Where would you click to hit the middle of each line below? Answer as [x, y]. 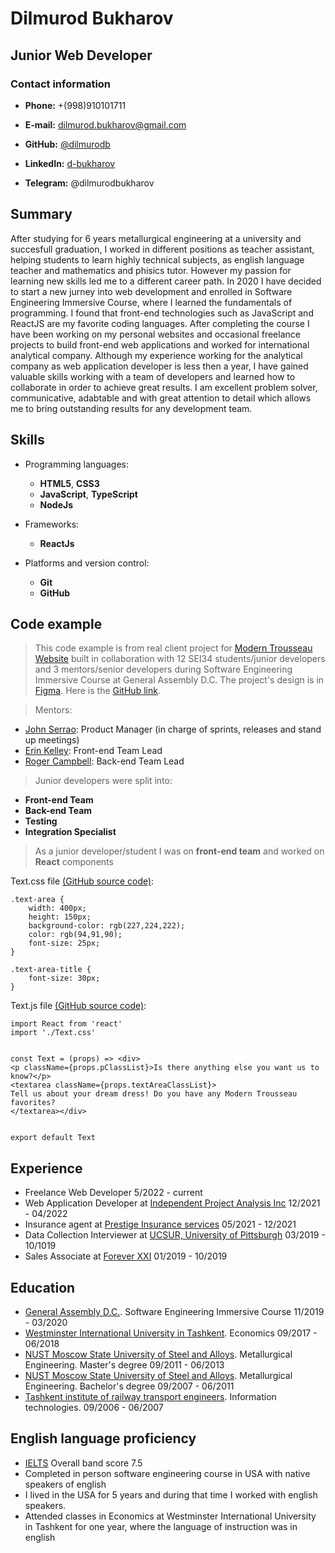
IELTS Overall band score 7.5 [83, 1463]
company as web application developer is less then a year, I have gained [159, 366]
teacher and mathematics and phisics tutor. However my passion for [151, 270]
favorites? [33, 1103]
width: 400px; [57, 908]
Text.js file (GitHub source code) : [78, 1006]
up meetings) [52, 740]
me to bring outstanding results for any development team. [131, 408]
